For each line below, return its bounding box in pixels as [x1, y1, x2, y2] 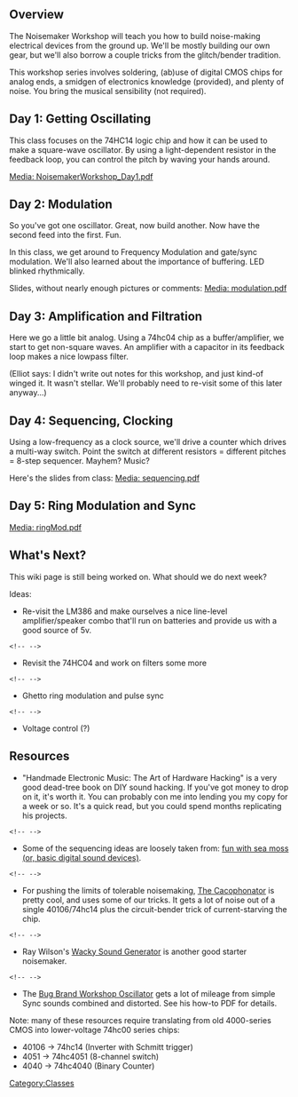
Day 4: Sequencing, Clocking [9, 413, 174, 428]
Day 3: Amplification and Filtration [9, 308, 202, 323]
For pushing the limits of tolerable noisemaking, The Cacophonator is [21, 885, 275, 895]
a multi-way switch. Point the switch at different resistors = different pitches [9, 446, 286, 457]
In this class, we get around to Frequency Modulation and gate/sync [9, 247, 258, 258]
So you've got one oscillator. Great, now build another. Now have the [9, 220, 260, 231]
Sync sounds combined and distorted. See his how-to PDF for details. [21, 998, 278, 1008]
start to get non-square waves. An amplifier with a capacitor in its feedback [9, 342, 286, 353]
